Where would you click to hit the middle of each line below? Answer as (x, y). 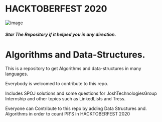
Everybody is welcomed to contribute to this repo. (57, 84)
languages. (17, 74)
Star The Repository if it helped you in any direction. (61, 34)
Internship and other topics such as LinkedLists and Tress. (65, 99)
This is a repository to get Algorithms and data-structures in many (73, 69)
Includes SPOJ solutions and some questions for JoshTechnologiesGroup (81, 93)
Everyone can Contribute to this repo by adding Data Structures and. (76, 108)
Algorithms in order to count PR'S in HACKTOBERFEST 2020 (68, 114)
